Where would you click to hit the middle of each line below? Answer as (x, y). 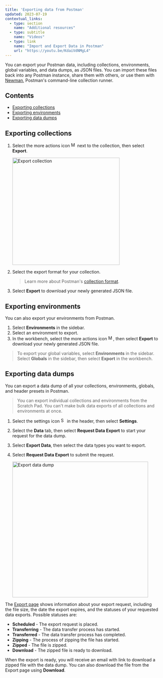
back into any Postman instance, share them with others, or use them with (80, 75)
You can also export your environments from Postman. (60, 318)
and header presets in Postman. (37, 391)
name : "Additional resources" (45, 28)
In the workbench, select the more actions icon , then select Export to (85, 338)
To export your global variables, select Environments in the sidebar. (86, 353)
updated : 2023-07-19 (26, 14)
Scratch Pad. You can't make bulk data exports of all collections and (86, 405)
